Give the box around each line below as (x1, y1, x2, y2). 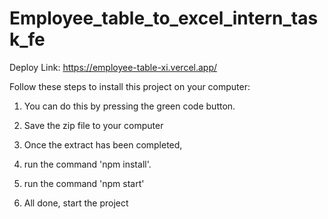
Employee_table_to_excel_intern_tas (9, 7, 319, 30)
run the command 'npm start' (23, 177, 145, 189)
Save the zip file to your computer (23, 119, 164, 131)
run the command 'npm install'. (23, 158, 152, 170)
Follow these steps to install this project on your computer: (9, 80, 251, 92)
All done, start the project (23, 197, 129, 209)
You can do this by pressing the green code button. (23, 100, 236, 112)
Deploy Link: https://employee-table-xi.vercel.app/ (9, 61, 218, 73)
